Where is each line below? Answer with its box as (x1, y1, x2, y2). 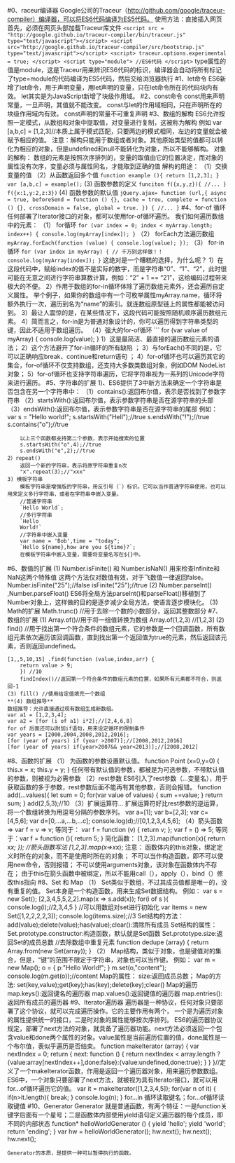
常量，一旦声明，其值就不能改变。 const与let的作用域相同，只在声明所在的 (7, 101, 222, 109)
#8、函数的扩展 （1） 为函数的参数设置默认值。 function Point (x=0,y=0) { (7, 756, 220, 765)
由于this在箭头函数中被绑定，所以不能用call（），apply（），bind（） (20, 869, 218, 878)
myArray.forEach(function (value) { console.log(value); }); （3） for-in (7, 238, 225, 247)
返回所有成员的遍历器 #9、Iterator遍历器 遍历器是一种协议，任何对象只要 (7, 998, 218, 1006)
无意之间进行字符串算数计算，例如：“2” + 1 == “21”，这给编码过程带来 (25, 273, 227, 282)
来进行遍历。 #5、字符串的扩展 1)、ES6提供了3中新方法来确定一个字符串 (7, 379, 216, 387)
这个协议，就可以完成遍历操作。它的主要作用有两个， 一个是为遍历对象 (19, 1007, 224, 1015)
